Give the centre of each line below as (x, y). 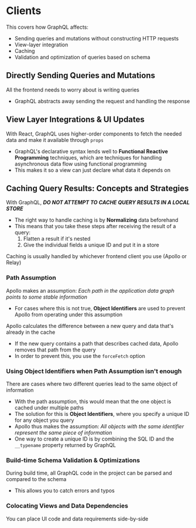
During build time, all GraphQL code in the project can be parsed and (89, 473)
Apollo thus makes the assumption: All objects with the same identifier (99, 426)
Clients (24, 11)
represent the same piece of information (63, 432)
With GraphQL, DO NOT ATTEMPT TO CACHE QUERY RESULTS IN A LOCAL (98, 202)
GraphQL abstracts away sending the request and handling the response (102, 101)
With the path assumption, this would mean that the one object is (93, 401)
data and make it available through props (55, 140)
